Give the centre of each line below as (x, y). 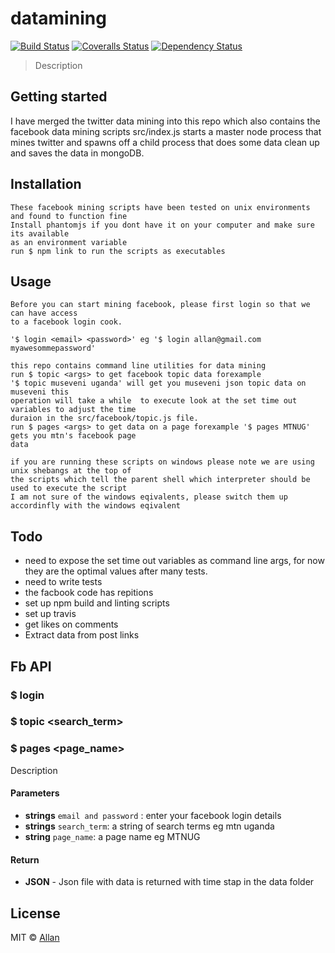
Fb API (31, 666)
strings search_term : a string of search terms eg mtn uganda (149, 826)
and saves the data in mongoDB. (77, 153)
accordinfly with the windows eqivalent (96, 506)
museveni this (40, 392)
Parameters (35, 793)
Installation (46, 184)
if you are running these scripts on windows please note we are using (162, 462)
